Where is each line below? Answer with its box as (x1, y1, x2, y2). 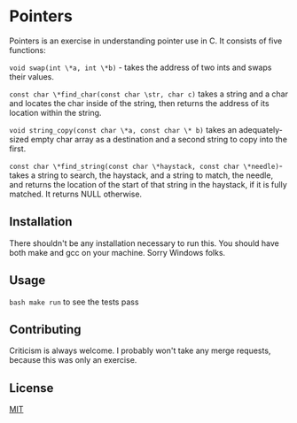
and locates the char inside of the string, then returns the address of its (9, 97, 270, 108)
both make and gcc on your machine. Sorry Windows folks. (9, 247, 226, 258)
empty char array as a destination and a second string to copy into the (30, 134, 288, 144)
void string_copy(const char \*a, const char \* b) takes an (9, 124, 238, 135)
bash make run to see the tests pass (9, 296, 139, 307)
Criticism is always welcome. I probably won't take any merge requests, (9, 345, 271, 356)
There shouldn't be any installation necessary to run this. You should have (9, 237, 279, 249)
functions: (9, 44, 46, 55)
